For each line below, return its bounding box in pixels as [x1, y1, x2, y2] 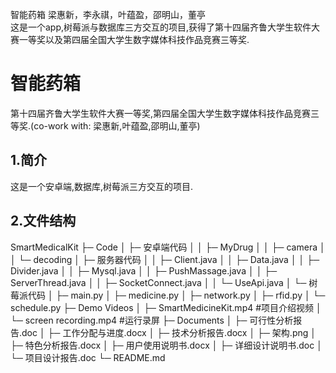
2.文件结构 [10, 213, 77, 230]
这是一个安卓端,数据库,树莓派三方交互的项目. [10, 180, 194, 192]
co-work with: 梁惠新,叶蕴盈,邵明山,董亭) [33, 119, 201, 132]
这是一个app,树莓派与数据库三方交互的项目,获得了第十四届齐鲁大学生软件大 [10, 21, 321, 33]
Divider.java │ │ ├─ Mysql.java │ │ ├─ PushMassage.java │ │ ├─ [10, 264, 278, 277]
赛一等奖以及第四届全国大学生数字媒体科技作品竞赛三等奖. [10, 34, 250, 45]
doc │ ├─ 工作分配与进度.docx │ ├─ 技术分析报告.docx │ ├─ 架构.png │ [21, 326, 317, 338]
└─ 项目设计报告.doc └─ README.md [10, 351, 166, 363]
